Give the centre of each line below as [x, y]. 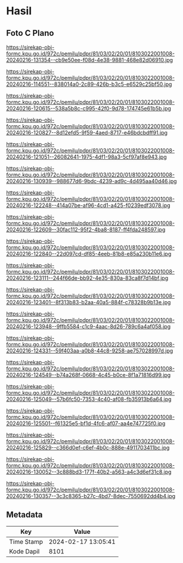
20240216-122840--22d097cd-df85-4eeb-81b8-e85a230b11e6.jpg [89, 254]
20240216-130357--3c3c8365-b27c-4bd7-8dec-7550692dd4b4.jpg [91, 496]
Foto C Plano [30, 33]
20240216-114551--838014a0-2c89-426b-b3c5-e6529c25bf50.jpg [89, 84]
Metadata [24, 515]
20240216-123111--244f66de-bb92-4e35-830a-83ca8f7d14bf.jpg [87, 278]
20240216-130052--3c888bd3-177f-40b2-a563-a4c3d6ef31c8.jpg [89, 472]
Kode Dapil [24, 551]
